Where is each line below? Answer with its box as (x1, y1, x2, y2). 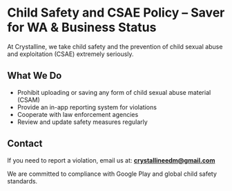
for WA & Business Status (7, 19, 157, 35)
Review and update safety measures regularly (17, 118, 148, 126)
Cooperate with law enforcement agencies (17, 110, 139, 118)
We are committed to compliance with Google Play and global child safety (7, 170, 217, 178)
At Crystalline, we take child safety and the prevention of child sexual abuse (7, 42, 223, 51)
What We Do (7, 70, 62, 82)
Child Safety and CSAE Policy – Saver (7, 5, 225, 21)
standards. (7, 176, 38, 185)
